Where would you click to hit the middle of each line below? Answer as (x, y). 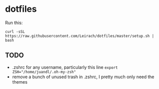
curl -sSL (15, 31)
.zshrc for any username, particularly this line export (65, 67)
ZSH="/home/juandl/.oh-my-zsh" (44, 72)
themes (20, 82)
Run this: (14, 23)
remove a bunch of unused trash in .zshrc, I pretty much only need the (83, 77)
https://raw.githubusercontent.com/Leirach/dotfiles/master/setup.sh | (79, 36)
